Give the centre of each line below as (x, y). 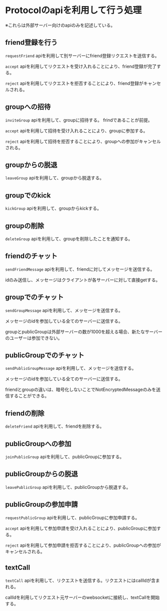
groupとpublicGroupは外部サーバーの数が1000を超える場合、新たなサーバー (84, 332)
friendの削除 (25, 413)
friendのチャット (31, 256)
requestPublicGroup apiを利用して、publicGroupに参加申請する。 (72, 518)
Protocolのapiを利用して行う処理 (73, 10)
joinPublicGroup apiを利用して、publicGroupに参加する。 (65, 457)
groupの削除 (25, 226)
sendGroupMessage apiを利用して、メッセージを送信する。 (64, 310)
